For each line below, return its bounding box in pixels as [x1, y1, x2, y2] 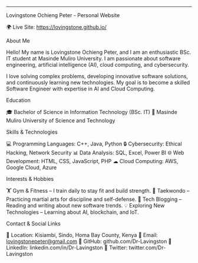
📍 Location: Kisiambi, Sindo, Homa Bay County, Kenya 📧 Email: [6, 232, 158, 238]
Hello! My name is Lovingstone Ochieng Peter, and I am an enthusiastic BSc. [6, 48, 192, 56]
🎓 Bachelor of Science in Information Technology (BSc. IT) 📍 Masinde [6, 109, 178, 115]
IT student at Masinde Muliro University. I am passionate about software [6, 55, 181, 62]
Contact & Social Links [6, 220, 61, 227]
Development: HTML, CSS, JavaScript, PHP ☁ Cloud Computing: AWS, [6, 158, 179, 164]
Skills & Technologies [6, 128, 58, 135]
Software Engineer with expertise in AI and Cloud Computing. [6, 85, 155, 92]
